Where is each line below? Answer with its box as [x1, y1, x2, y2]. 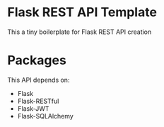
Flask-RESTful [17, 97, 59, 105]
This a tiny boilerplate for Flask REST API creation [7, 28, 152, 36]
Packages [7, 52, 67, 68]
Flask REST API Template [7, 4, 158, 20]
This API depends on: [7, 75, 70, 84]
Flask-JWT [17, 104, 49, 113]
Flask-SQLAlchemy [17, 111, 74, 120]
